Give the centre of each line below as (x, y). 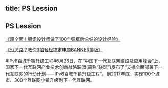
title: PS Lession (31, 8)
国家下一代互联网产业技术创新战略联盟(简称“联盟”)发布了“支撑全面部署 (79, 67)
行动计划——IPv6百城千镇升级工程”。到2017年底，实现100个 (91, 74)
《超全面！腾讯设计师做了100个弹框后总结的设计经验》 (63, 39)
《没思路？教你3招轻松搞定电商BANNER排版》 (54, 50)
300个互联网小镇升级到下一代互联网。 (54, 80)
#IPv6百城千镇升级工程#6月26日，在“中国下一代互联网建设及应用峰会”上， (84, 61)
